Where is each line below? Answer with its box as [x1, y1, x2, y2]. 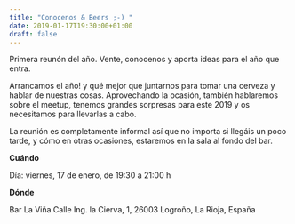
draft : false [9, 29, 58, 38]
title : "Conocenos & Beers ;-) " [9, 12, 133, 22]
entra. [9, 63, 31, 74]
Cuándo [9, 153, 40, 164]
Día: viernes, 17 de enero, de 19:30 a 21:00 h [9, 170, 171, 180]
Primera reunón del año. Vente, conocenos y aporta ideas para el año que [9, 54, 280, 65]
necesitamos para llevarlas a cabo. [9, 108, 137, 120]
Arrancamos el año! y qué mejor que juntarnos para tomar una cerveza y [9, 81, 275, 92]
